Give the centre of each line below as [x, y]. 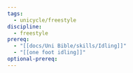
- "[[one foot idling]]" [50, 53]
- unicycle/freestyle [45, 20]
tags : [15, 14]
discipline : [24, 26]
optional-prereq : [33, 59]
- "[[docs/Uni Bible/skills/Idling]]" [70, 46]
